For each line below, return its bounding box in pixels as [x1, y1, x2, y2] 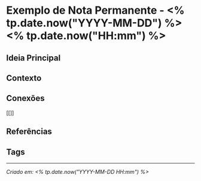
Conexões [6, 93, 45, 103]
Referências [6, 127, 53, 137]
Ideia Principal [6, 53, 61, 63]
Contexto [6, 73, 42, 83]
